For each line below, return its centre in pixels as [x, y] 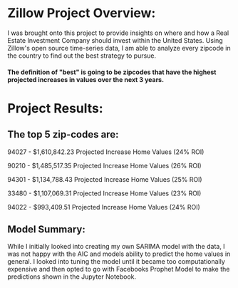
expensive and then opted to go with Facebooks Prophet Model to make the [119, 269]
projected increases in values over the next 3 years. [86, 79]
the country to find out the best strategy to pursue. [82, 56]
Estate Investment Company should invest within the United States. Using [115, 40]
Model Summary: [46, 229]
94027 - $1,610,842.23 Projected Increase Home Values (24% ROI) [106, 152]
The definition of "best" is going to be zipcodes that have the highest [112, 72]
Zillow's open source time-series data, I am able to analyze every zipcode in [119, 48]
